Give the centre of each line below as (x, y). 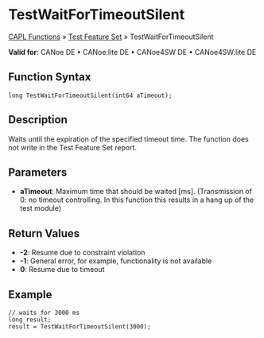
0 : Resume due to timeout (62, 270)
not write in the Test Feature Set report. (73, 147)
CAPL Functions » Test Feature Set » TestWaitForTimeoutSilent (111, 37)
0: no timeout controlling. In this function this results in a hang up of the (137, 200)
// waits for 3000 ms (44, 313)
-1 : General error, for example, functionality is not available (116, 261)
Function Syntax (50, 77)
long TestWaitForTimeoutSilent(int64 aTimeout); (90, 95)
